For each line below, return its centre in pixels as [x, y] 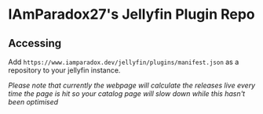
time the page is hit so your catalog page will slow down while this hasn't [127, 94]
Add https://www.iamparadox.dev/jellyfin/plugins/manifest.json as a [124, 62]
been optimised [33, 102]
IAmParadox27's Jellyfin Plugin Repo [131, 14]
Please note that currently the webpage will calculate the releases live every [132, 85]
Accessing [35, 43]
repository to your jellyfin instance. [64, 70]
